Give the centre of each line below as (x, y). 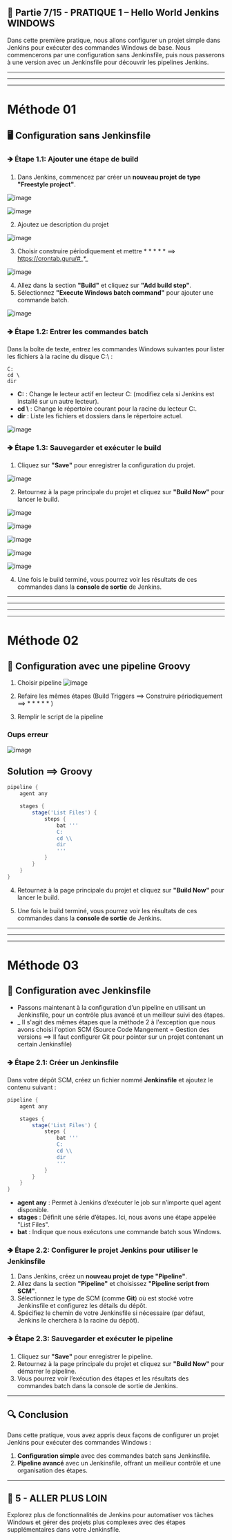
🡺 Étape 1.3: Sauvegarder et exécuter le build (84, 447)
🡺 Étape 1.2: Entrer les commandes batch (78, 331)
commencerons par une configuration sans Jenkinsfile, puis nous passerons (116, 55)
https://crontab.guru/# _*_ (52, 258)
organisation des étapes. (52, 1470)
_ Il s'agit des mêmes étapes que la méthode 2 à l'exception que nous (116, 1022)
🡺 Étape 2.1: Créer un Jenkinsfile (63, 1062)
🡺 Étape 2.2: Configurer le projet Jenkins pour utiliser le (103, 1250)
